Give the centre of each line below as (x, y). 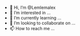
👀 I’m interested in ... (30, 13)
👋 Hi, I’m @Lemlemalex (32, 8)
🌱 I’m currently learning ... (35, 18)
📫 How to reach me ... (32, 28)
